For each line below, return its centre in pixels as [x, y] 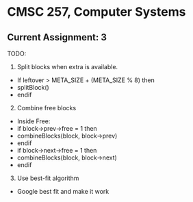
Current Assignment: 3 [57, 37]
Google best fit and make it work [63, 191]
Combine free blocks [47, 108]
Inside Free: [34, 121]
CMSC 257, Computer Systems [96, 12]
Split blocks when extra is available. [67, 67]
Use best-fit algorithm [48, 178]
